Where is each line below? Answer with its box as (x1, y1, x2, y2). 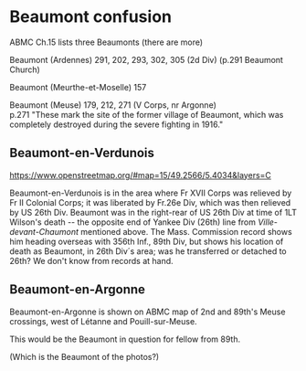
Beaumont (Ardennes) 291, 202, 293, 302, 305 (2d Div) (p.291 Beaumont (9, 54, 283, 65)
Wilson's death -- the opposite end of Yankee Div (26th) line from (9, 217, 257, 228)
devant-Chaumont (9, 226, 79, 237)
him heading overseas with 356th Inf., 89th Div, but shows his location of (9, 236, 284, 247)
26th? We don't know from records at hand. (9, 255, 174, 266)
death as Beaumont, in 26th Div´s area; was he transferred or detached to (9, 245, 288, 257)
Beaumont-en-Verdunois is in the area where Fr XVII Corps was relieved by (9, 187, 292, 198)
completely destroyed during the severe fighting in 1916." (9, 119, 224, 130)
